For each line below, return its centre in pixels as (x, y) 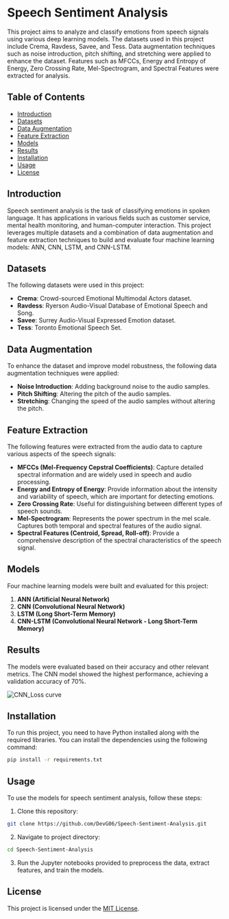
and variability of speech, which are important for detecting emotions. (116, 496)
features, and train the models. (60, 870)
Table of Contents (46, 97)
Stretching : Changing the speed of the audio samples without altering (116, 401)
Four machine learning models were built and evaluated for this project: (108, 585)
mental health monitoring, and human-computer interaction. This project (109, 225)
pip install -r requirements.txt (55, 760)
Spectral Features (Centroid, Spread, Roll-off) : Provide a (98, 533)
